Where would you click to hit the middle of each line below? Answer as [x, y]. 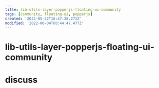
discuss [21, 79]
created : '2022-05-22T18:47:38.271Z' [43, 18]
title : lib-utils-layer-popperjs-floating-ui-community [63, 9]
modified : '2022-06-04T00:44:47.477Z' [44, 23]
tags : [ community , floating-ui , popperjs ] [49, 14]
